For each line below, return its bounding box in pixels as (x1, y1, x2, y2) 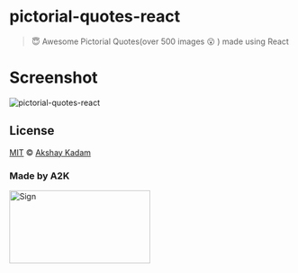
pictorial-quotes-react (9, 6, 181, 27)
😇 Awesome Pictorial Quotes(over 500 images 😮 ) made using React (31, 36, 290, 47)
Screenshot (9, 67, 98, 88)
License (9, 123, 55, 138)
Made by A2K (9, 169, 70, 181)
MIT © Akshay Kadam (9, 146, 92, 158)
